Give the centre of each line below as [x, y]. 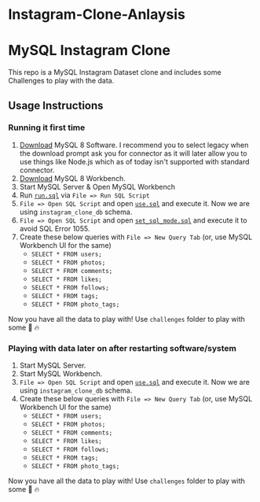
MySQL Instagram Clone [90, 51]
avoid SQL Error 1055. [55, 228]
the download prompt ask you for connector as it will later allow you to [133, 153]
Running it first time [47, 127]
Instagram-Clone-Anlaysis [97, 15]
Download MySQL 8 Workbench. [72, 178]
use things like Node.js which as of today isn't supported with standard [134, 161]
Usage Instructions [56, 105]
